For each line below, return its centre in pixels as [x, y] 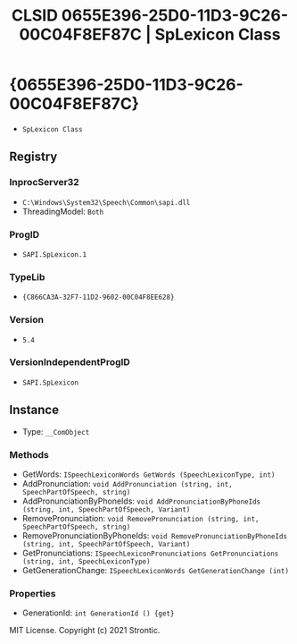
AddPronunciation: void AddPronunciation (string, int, [128, 483]
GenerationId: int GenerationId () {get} [98, 613]
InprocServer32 [45, 182]
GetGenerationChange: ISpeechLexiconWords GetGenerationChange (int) [156, 570]
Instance [34, 410]
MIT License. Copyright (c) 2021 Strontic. [85, 631]
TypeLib [27, 276]
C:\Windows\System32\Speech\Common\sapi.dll [106, 202]
